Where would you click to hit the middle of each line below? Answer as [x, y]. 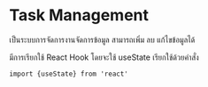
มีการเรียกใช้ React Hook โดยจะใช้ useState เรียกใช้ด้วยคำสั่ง [104, 57]
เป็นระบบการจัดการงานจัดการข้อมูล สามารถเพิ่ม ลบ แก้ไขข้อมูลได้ [102, 40]
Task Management [79, 15]
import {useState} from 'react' [69, 74]
